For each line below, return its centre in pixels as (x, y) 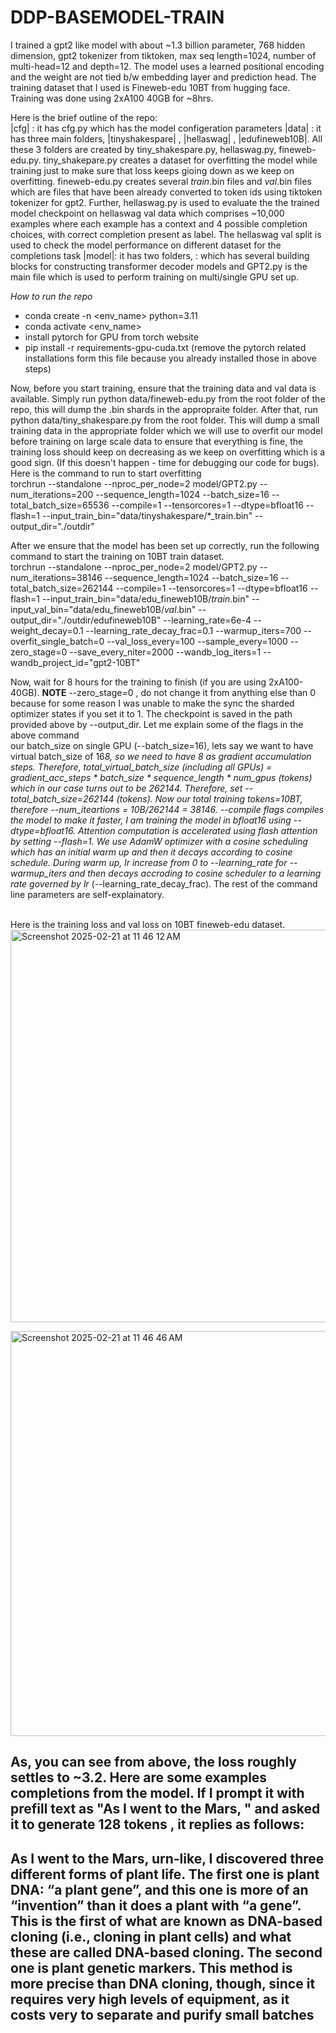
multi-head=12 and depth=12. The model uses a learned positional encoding (167, 66)
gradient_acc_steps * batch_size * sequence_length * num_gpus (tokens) (161, 777)
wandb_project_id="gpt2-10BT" (75, 662)
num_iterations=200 (52, 494)
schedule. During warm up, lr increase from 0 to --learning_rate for (149, 862)
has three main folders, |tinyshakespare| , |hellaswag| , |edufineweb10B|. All (166, 138)
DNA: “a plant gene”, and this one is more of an (159, 1889)
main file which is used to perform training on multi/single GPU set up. (155, 277)
